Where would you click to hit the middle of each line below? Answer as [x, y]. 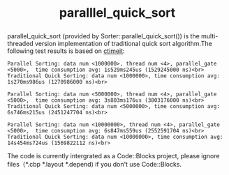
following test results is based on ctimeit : [66, 51]
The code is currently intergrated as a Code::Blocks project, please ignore [113, 156]
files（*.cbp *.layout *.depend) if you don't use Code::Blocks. [95, 165]
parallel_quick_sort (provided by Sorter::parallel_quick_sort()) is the [104, 36]
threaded [20, 44]
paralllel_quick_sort [117, 13]
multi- [210, 36]
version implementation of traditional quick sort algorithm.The [124, 44]
